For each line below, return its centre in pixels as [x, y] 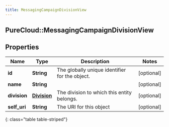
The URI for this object [83, 107]
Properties [22, 47]
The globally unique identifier [92, 70]
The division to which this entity [94, 92]
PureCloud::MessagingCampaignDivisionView [80, 30]
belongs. [67, 98]
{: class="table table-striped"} [36, 119]
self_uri [17, 107]
